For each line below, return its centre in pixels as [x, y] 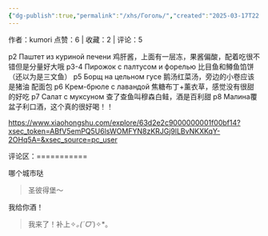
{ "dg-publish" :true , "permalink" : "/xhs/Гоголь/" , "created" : [109, 16]
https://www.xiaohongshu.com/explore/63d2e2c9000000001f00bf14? [125, 122]
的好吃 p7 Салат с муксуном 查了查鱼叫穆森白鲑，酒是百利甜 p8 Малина [129, 96]
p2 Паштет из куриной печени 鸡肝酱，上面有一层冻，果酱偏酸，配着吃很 [131, 56]
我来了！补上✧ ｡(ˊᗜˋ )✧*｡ [68, 224]
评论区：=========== [48, 156]
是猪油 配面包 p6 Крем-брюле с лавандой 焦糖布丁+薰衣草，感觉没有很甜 [131, 86]
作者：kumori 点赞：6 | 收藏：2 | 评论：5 [75, 39]
